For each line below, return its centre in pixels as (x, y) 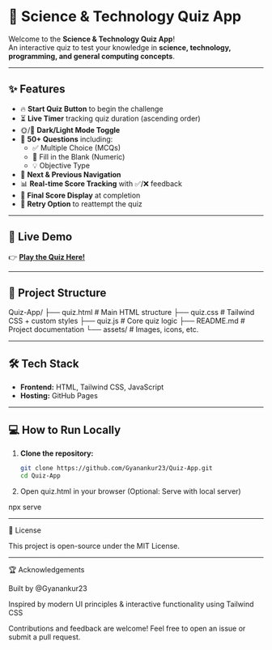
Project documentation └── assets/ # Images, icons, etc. (104, 329)
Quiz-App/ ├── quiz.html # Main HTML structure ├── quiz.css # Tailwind (132, 312)
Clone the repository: (57, 453)
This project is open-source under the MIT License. (94, 546)
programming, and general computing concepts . (92, 56)
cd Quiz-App (40, 476)
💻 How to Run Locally (65, 429)
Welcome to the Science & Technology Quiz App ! (92, 39)
